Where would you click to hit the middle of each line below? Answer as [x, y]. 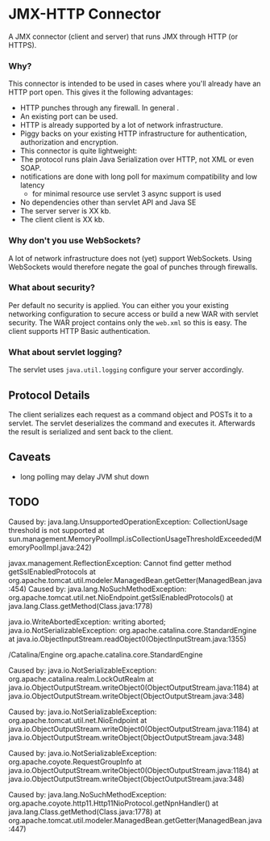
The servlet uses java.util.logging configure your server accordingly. [126, 370]
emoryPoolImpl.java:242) [50, 547]
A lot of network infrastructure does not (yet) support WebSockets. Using [130, 258]
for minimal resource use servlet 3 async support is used [127, 194]
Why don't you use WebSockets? [75, 241]
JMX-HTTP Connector [85, 14]
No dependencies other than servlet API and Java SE [108, 202]
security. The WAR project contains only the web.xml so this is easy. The [128, 322]
